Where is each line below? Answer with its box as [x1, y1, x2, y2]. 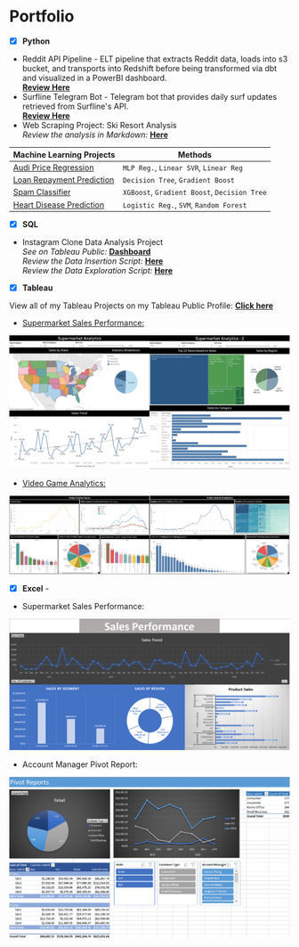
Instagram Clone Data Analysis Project [21, 237, 164, 248]
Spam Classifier [12, 187, 71, 198]
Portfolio [9, 6, 75, 27]
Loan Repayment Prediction [12, 175, 115, 184]
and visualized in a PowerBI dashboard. [21, 73, 167, 83]
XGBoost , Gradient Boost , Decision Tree [123, 187, 267, 198]
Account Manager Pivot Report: [21, 759, 138, 770]
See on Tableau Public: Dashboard [21, 247, 151, 257]
